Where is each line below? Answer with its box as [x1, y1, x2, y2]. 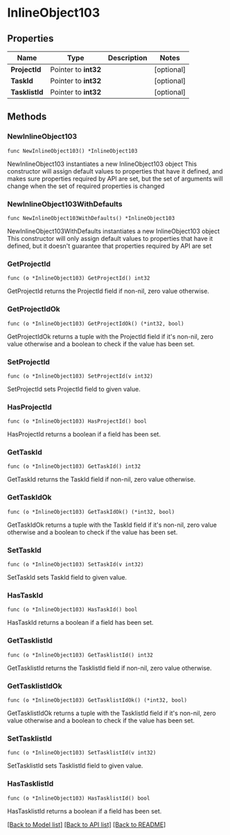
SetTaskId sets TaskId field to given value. [7, 573, 127, 582]
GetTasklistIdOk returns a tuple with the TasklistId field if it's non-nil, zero [7, 709, 216, 717]
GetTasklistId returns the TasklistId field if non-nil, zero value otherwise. [7, 664, 213, 672]
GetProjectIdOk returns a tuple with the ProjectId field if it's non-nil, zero [7, 332, 213, 341]
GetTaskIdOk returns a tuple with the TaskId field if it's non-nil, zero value [7, 521, 217, 529]
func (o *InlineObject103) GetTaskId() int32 [7, 463, 141, 470]
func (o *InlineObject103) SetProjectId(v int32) [7, 373, 154, 380]
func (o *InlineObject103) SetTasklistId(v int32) [7, 750, 157, 757]
